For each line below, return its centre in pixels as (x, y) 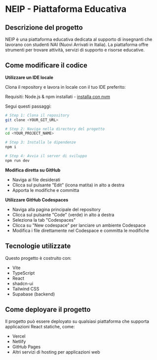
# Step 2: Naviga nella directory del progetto (55, 129)
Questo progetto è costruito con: (38, 258)
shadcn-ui (23, 283)
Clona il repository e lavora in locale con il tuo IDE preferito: (65, 87)
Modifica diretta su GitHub (33, 170)
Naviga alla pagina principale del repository (56, 209)
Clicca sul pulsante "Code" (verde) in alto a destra (63, 215)
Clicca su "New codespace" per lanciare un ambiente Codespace (79, 225)
